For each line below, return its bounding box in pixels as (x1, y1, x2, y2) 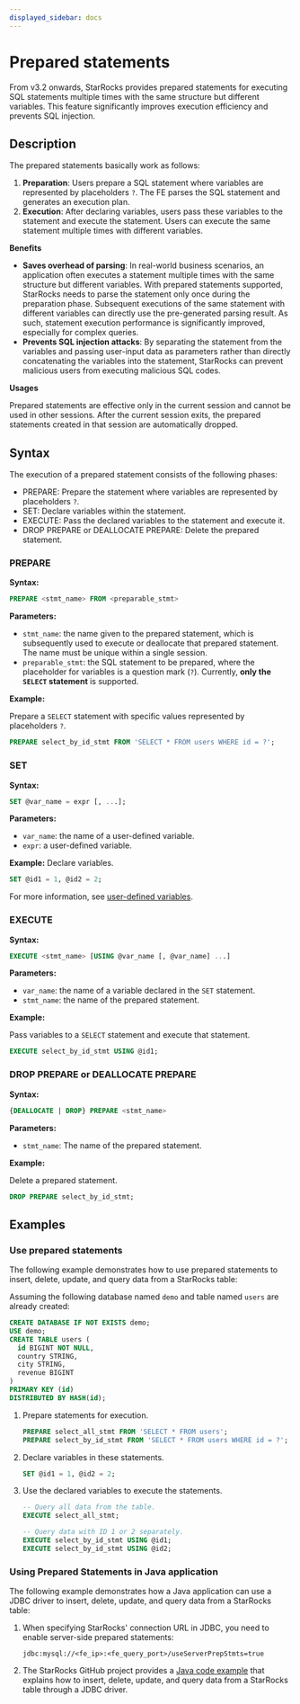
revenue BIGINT (17, 1369, 75, 1378)
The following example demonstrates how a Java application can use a (9, 1586, 272, 1597)
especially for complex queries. (22, 327, 139, 338)
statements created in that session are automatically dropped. (9, 419, 239, 430)
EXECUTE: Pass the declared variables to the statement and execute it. (22, 515, 286, 526)
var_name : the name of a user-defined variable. (22, 831, 195, 842)
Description (9, 136, 76, 151)
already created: (9, 1301, 70, 1312)
